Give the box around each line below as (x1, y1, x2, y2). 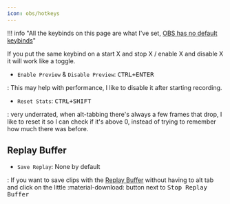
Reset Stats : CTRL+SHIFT (17, 97, 92, 105)
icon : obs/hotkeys (7, 10, 60, 17)
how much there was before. (7, 124, 89, 133)
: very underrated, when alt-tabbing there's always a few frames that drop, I (7, 110, 222, 118)
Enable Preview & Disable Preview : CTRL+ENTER (17, 70, 154, 78)
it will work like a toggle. (7, 56, 76, 65)
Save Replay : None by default (17, 163, 101, 171)
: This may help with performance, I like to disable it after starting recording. (7, 83, 222, 91)
